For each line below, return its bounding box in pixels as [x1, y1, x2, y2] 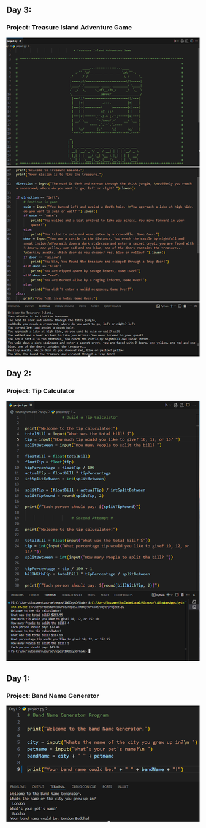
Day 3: [6, 5, 32, 15]
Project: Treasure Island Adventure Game [6, 23, 132, 32]
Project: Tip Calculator [6, 387, 75, 395]
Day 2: [6, 368, 32, 379]
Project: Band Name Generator [6, 691, 99, 700]
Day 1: [6, 673, 30, 683]
